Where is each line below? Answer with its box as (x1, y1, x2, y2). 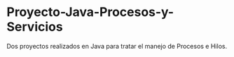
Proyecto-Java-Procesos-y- (6, 4, 174, 20)
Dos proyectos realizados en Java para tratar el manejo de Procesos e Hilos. (6, 42, 228, 50)
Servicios (6, 19, 64, 35)
